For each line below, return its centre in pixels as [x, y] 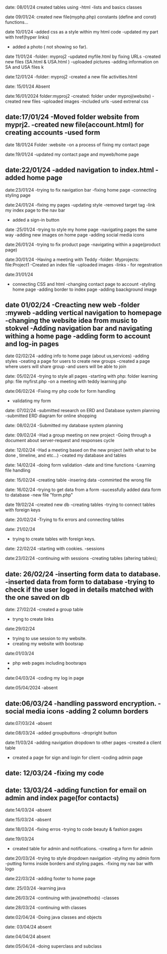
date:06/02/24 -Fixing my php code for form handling [60, 391]
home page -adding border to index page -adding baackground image [84, 289]
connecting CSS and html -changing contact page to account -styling [84, 284]
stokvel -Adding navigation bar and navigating [79, 329]
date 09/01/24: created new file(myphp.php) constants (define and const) [81, 17]
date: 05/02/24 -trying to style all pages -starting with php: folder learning [82, 376]
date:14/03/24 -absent [28, 810]
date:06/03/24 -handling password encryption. [81, 703]
